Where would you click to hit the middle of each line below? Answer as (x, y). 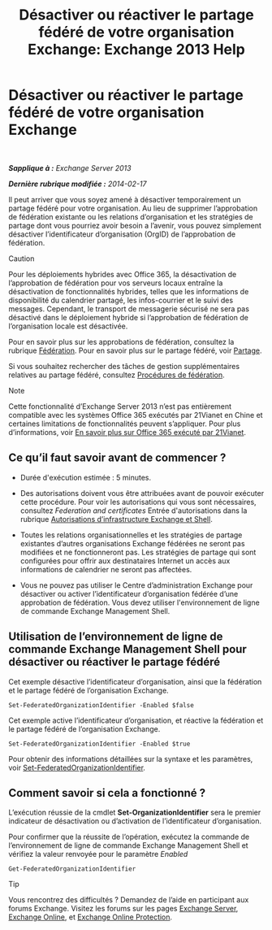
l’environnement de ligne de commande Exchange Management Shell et (129, 845)
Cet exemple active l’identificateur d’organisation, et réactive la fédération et (136, 720)
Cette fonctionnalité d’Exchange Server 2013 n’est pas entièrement (120, 406)
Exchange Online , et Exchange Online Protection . (91, 917)
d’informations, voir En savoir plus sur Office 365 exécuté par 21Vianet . (127, 432)
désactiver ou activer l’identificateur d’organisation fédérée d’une (129, 593)
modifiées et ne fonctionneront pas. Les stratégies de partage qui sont (138, 552)
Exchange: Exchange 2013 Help (136, 50)
